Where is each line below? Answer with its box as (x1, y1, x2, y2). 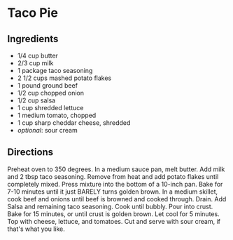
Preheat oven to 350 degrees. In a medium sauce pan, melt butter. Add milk (7, 165, 225, 173)
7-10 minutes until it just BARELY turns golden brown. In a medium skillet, (7, 187, 218, 196)
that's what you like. (7, 225, 65, 233)
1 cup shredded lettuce (17, 104, 84, 112)
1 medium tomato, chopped (17, 111, 97, 119)
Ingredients (7, 33, 59, 45)
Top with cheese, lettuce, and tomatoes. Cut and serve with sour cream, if (7, 217, 221, 225)
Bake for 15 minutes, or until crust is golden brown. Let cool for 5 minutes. (7, 209, 220, 218)
